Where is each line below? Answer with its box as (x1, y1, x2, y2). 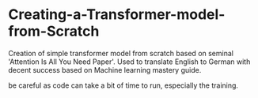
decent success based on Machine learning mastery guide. (8, 65, 202, 74)
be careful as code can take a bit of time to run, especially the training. (8, 81, 239, 90)
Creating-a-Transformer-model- (8, 6, 226, 24)
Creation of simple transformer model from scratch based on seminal (8, 48, 233, 58)
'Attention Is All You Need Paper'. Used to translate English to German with (8, 57, 251, 66)
